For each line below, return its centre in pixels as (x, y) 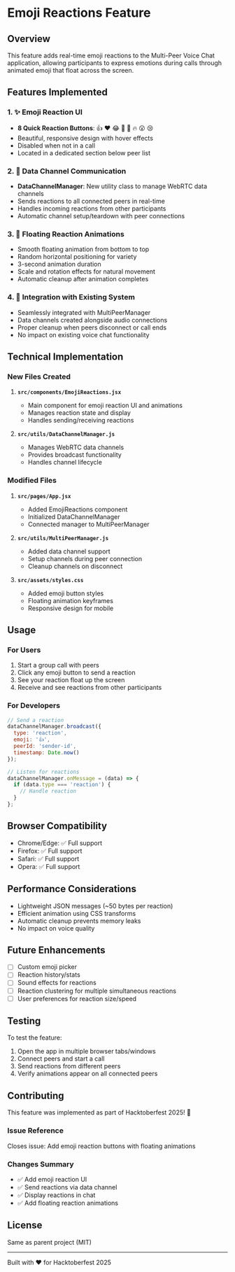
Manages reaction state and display (79, 413)
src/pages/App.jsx (44, 496)
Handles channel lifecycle (65, 462)
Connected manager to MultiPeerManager (88, 524)
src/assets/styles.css (50, 580)
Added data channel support (69, 551)
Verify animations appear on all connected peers (87, 1074)
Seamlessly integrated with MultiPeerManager (84, 312)
